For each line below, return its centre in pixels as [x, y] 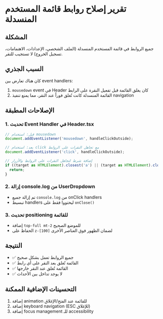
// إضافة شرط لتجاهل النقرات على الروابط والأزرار [49, 161]
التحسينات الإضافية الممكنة [41, 289]
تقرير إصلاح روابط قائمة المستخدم [66, 9]
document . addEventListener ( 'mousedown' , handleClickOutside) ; [69, 139]
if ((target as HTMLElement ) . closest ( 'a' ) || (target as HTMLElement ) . [79, 165]
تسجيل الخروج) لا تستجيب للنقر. [34, 54]
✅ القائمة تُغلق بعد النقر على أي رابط [45, 263]
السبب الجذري [24, 69]
